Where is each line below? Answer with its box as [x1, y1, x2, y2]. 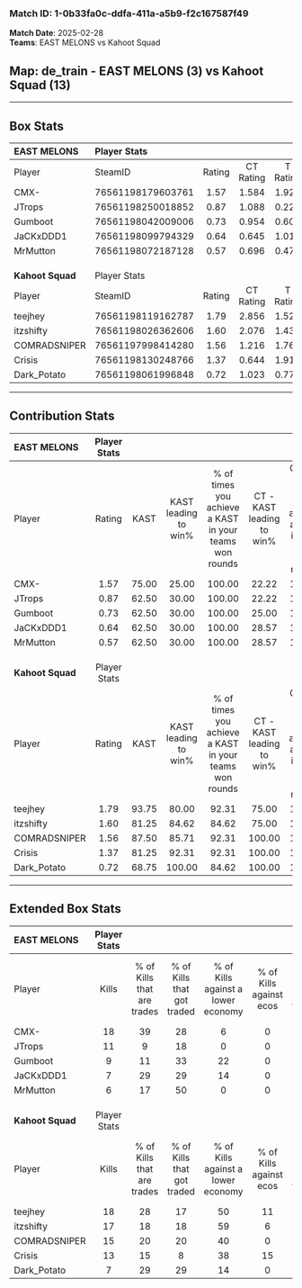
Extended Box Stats [9, 901, 121, 916]
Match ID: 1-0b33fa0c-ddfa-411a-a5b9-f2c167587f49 [9, 7, 249, 20]
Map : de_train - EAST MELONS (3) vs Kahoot [9, 63, 264, 78]
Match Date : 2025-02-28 [9, 28, 104, 39]
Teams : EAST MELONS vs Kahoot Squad [9, 37, 161, 48]
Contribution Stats [9, 409, 115, 424]
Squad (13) [9, 77, 71, 93]
